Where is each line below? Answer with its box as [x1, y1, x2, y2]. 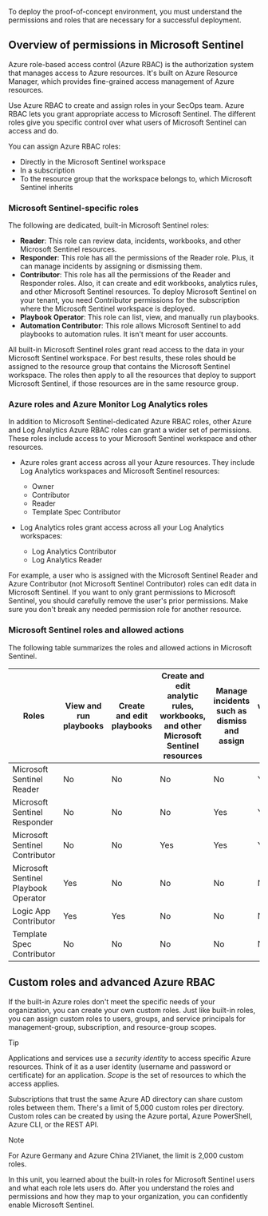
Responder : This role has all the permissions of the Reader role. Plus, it [19, 253, 254, 263]
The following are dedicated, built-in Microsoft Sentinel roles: [8, 221, 210, 230]
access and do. [8, 125, 59, 135]
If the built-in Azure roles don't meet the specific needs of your [8, 996, 215, 1006]
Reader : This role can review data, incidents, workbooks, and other [19, 236, 242, 246]
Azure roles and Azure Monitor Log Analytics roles [8, 399, 208, 410]
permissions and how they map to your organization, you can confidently [8, 1191, 249, 1201]
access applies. [8, 1079, 60, 1088]
